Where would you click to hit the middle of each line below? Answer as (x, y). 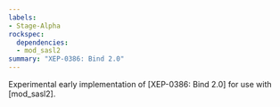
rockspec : (27, 34)
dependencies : (42, 42)
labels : (23, 17)
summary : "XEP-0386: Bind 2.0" (66, 59)
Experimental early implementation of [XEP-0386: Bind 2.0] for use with (140, 84)
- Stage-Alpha (35, 26)
